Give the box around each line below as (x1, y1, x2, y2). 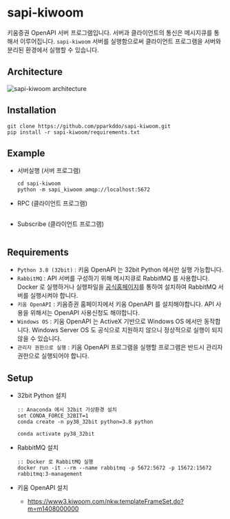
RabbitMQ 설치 (17, 443, 59, 451)
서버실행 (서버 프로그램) (17, 167, 81, 175)
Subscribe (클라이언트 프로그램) (17, 220, 105, 228)
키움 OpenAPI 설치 (17, 484, 69, 491)
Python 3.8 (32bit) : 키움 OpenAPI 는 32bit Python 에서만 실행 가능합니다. (17, 265, 224, 274)
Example (7, 147, 45, 159)
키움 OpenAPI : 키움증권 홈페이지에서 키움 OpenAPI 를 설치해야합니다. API (17, 300, 215, 308)
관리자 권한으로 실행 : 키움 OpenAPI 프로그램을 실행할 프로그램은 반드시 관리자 (17, 343, 223, 352)
